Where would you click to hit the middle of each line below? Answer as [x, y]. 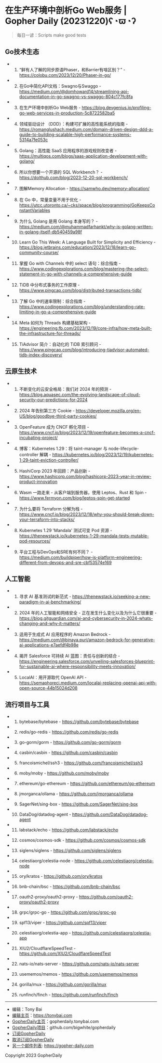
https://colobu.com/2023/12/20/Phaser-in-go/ [65, 75]
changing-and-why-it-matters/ [50, 624]
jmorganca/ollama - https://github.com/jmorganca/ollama [76, 794]
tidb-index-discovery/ [41, 354]
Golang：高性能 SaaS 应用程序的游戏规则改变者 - [68, 150]
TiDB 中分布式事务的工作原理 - [49, 285]
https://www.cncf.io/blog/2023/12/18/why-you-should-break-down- [87, 514]
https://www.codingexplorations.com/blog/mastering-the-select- [84, 269]
